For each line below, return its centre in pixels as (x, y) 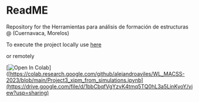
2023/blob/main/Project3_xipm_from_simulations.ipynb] (75, 80)
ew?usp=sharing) (28, 93)
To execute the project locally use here (54, 44)
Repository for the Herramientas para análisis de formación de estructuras (97, 27)
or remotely (20, 56)
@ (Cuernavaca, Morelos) (38, 33)
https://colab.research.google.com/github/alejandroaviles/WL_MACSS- (97, 74)
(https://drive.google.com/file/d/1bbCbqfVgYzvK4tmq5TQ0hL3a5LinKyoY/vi (99, 86)
